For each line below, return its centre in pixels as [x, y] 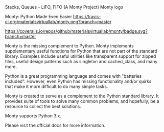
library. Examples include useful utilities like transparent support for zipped [81, 56]
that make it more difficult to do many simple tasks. [57, 87]
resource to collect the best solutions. [43, 106]
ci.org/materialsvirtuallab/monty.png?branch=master [58, 22]
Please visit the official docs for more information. [55, 125]
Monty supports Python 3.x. [33, 116]
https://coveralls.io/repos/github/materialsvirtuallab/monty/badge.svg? [76, 31]
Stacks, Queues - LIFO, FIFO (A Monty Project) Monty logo [64, 7]
